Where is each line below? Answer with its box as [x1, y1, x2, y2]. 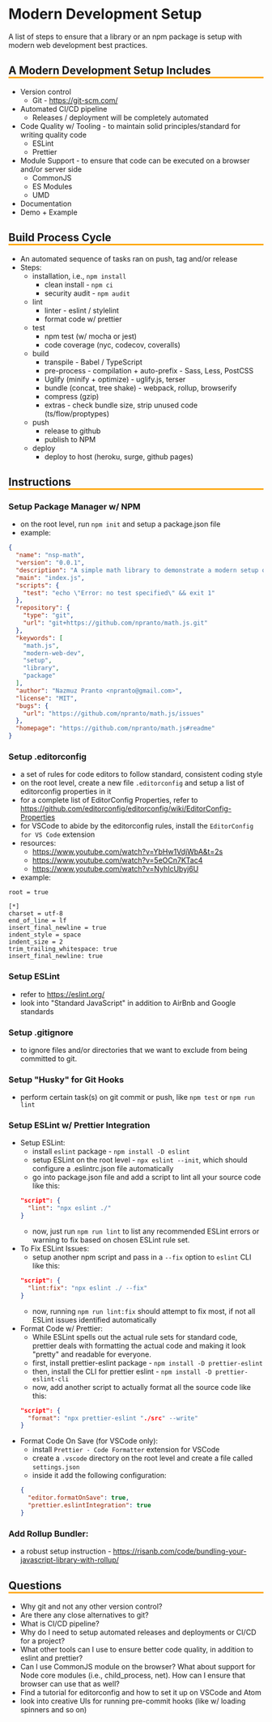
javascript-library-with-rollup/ [19, 1555, 119, 1565]
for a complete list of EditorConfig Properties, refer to [19, 795, 198, 805]
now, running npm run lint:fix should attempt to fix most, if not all [32, 1306, 256, 1316]
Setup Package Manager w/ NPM [8, 501, 141, 512]
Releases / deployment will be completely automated [32, 113, 209, 122]
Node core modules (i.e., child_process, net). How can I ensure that [19, 1670, 245, 1680]
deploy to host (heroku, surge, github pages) [44, 451, 194, 462]
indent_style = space [8, 931, 82, 940]
